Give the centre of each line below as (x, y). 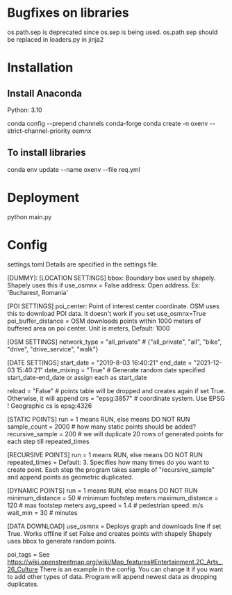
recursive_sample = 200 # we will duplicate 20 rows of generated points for (116, 434)
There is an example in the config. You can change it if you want (131, 569)
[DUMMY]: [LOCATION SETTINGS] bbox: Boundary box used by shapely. (111, 278)
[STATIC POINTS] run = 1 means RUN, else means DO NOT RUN (99, 419)
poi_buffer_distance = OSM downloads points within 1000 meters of (104, 321)
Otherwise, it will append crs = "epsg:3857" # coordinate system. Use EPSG (116, 398)
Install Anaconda (44, 93)
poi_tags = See (28, 554)
